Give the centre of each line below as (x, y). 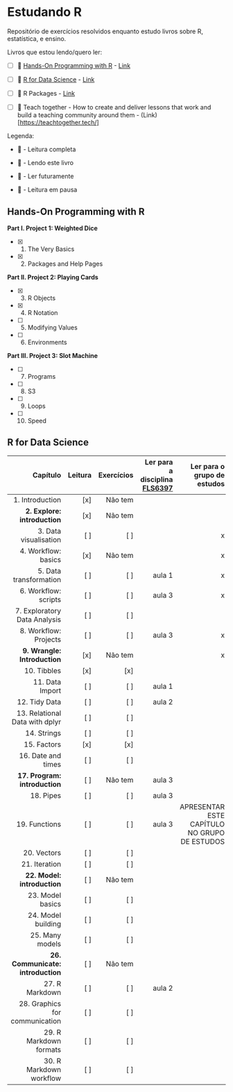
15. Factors (42, 744)
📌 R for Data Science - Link (56, 79)
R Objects (42, 298)
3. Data (49, 531)
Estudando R (44, 12)
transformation (37, 579)
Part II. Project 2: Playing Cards (53, 277)
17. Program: (39, 776)
